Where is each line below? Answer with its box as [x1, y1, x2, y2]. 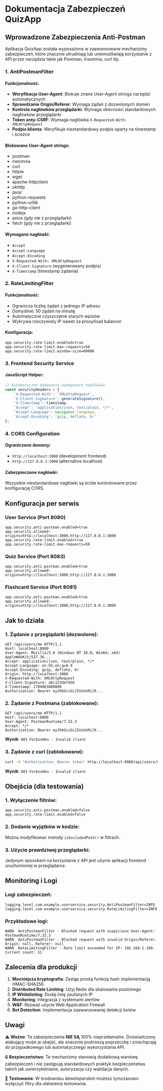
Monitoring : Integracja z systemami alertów [12, 996, 100, 1002]
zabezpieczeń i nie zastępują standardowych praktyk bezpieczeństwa [5, 1061, 146, 1067]
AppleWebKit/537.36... [5, 655, 51, 660]
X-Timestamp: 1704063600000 [5, 684, 62, 689]
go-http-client [12, 205, 40, 211]
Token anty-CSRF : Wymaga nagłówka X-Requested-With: [12, 117, 127, 123]
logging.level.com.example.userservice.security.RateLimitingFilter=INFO [5, 906, 158, 912]
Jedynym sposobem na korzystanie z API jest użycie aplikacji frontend [5, 857, 147, 863]
